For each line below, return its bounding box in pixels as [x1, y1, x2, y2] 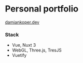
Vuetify [12, 52, 27, 58]
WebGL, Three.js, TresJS [12, 47, 62, 53]
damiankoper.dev [5, 19, 40, 25]
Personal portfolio [5, 3, 79, 14]
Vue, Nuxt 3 [12, 42, 36, 48]
